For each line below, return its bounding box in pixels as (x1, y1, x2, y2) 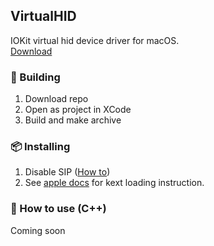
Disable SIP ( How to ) (24, 166, 111, 178)
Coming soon (10, 224, 66, 236)
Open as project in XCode (24, 104, 132, 116)
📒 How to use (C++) (10, 202, 107, 216)
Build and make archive (24, 114, 122, 126)
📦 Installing (10, 140, 71, 154)
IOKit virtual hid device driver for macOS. (10, 34, 180, 46)
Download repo (24, 93, 89, 105)
